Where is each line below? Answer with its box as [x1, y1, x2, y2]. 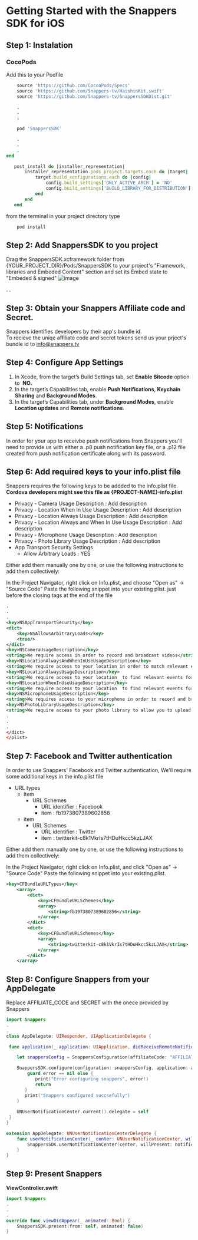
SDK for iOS [6, 17, 65, 30]
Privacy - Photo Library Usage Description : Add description [14, 537, 161, 545]
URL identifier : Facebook [41, 803, 103, 810]
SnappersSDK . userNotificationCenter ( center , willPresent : [27, 1142, 173, 1147]
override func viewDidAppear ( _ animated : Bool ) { [6, 1218, 131, 1223]
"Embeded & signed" [6, 275, 57, 282]
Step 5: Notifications [6, 421, 84, 431]
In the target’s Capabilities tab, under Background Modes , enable [14, 398, 174, 405]
